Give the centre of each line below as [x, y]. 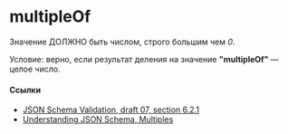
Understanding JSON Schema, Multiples [98, 120]
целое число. [35, 69]
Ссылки [25, 90]
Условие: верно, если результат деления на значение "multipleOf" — [144, 59]
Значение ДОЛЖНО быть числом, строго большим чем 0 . [122, 42]
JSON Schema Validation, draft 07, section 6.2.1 [111, 110]
